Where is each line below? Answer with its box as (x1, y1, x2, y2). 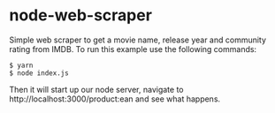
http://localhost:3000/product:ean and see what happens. (9, 94, 221, 104)
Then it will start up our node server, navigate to (9, 84, 184, 94)
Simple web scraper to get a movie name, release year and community (9, 34, 267, 45)
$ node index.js (9, 68, 69, 78)
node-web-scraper (9, 5, 153, 26)
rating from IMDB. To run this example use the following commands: (9, 43, 257, 54)
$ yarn (9, 61, 34, 70)
